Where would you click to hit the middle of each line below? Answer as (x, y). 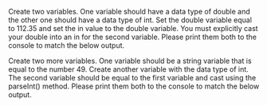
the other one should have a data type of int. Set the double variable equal (130, 20)
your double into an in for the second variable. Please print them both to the (133, 37)
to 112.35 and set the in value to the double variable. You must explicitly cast (133, 28)
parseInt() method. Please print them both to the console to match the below (134, 86)
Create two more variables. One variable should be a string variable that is (130, 61)
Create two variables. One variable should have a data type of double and (130, 12)
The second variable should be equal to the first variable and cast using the (132, 78)
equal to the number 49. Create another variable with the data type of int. (128, 69)
